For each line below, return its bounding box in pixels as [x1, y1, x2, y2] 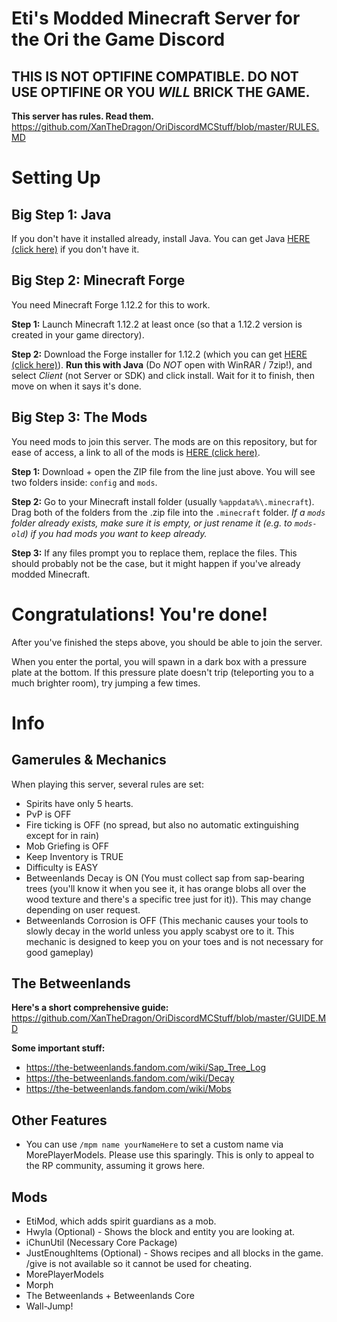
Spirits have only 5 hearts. [25, 797, 134, 809]
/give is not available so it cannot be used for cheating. [25, 1258, 253, 1269]
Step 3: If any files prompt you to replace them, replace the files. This [11, 547, 298, 559]
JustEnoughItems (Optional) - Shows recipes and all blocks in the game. [25, 1247, 324, 1259]
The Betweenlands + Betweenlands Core [25, 1290, 195, 1301]
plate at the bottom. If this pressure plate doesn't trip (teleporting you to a [11, 666, 314, 678]
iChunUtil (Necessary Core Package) [25, 1237, 178, 1248]
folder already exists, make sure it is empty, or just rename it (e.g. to [11, 517, 293, 529]
